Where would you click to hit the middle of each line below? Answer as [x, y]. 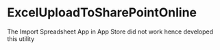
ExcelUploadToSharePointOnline [102, 13]
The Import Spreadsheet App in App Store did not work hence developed [110, 32]
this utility [21, 38]
